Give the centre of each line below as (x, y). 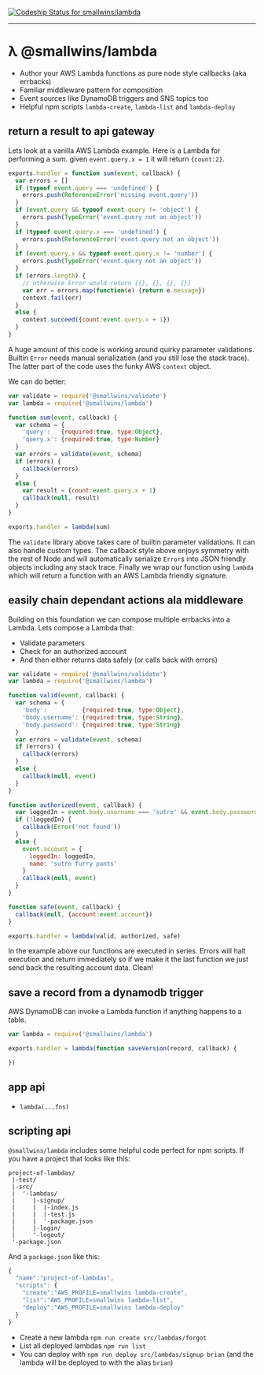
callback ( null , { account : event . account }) (84, 914)
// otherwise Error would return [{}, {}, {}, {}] (107, 283)
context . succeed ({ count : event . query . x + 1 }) (96, 320)
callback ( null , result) (61, 498)
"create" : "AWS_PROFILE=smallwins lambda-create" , (105, 1293)
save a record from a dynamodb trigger (106, 992)
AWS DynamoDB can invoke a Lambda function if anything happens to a (125, 1012)
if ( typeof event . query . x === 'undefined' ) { (91, 232)
